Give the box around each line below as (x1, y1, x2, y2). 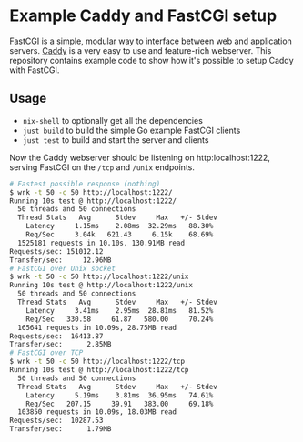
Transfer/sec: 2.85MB (9, 340, 112, 349)
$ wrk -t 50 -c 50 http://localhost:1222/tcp (9, 357, 185, 367)
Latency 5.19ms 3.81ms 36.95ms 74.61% (25, 390, 214, 400)
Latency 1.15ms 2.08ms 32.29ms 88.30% (25, 222, 214, 231)
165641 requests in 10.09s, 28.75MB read (17, 323, 177, 332)
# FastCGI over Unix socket (9, 264, 116, 273)
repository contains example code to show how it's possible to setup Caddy (9, 55, 294, 65)
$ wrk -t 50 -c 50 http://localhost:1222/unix (9, 272, 189, 282)
